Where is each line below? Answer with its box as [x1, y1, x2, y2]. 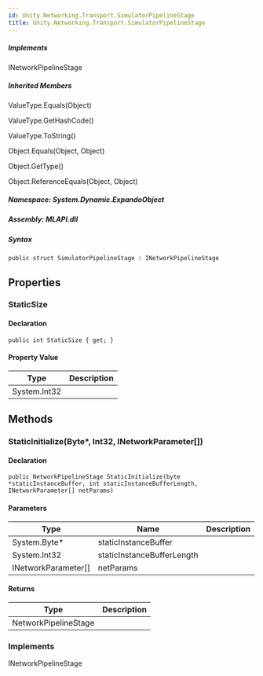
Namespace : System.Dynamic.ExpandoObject [8, 195, 165, 204]
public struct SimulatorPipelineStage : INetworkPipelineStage [8, 255, 220, 263]
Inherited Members [8, 81, 72, 90]
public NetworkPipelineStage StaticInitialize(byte [8, 473, 181, 481]
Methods [8, 413, 53, 426]
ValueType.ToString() [8, 131, 76, 141]
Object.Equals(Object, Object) [8, 146, 105, 156]
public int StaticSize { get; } [8, 336, 114, 344]
